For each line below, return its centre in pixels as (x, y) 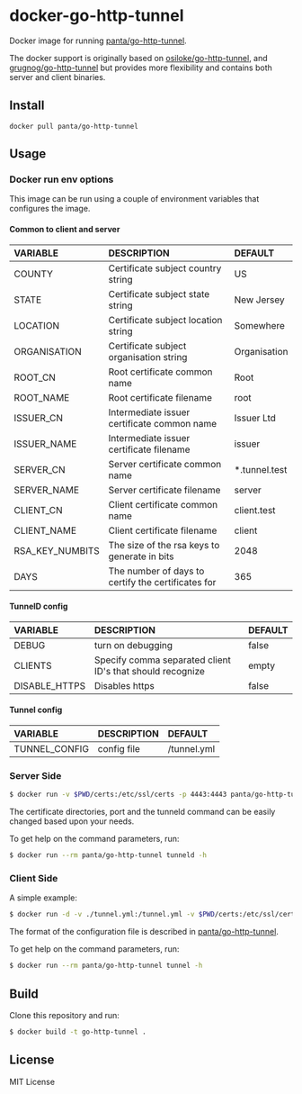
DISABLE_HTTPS (50, 685)
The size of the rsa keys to (164, 545)
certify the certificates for (162, 582)
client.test (255, 510)
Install (27, 106)
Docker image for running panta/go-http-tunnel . (98, 41)
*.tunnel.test (261, 469)
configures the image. (50, 209)
